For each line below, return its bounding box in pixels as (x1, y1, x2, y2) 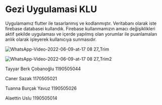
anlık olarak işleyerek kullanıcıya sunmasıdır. (5, 36, 97, 42)
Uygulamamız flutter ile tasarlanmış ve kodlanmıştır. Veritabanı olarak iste (5, 20, 157, 26)
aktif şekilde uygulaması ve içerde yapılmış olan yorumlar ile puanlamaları (5, 31, 157, 37)
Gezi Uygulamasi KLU (5, 4, 97, 15)
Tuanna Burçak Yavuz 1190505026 (5, 85, 77, 91)
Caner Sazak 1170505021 (5, 75, 57, 81)
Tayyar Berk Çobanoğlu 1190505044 (5, 66, 82, 72)
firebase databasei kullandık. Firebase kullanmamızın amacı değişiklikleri (5, 25, 155, 31)
